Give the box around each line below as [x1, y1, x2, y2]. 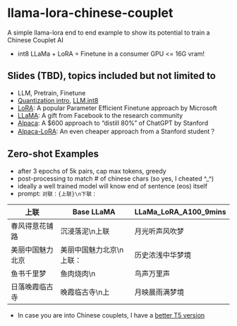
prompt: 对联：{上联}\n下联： [17, 189, 97, 198]
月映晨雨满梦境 [134, 287, 185, 297]
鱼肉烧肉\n [60, 268, 96, 278]
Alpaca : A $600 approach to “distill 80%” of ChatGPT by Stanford [17, 119, 209, 127]
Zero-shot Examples [7, 148, 99, 160]
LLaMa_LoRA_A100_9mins [134, 207, 226, 217]
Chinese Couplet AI [7, 35, 63, 44]
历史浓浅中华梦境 [134, 250, 192, 260]
